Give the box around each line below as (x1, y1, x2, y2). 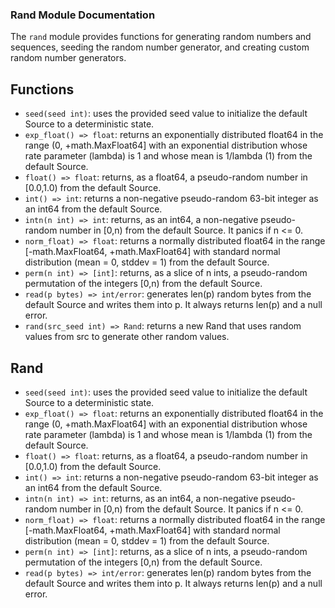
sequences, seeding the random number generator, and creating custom (10, 41, 310, 53)
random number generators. (10, 52, 127, 64)
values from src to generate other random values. (24, 331, 230, 343)
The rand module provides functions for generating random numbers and (10, 31, 312, 43)
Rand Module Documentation (10, 8, 156, 22)
